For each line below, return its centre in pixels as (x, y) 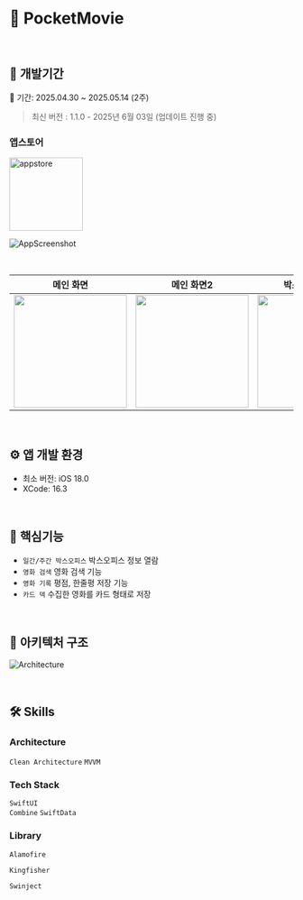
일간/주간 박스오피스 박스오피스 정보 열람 (91, 560)
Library (26, 836)
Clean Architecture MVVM (55, 762)
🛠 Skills (32, 712)
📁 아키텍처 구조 (49, 643)
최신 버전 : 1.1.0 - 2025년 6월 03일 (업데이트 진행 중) (124, 116)
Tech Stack (35, 785)
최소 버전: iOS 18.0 (55, 478)
